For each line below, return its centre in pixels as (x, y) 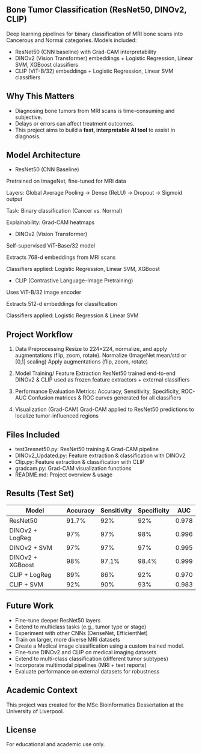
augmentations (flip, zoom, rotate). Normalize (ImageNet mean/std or (101, 355)
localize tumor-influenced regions (57, 416)
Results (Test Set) (40, 494)
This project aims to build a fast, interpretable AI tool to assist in (95, 130)
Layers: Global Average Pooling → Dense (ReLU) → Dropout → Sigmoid (94, 193)
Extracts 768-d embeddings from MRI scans (61, 257)
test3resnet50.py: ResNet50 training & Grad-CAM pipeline (87, 449)
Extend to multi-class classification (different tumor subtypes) (91, 658)
